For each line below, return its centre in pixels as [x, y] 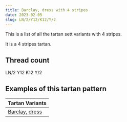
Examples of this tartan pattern [56, 88]
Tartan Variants [27, 103]
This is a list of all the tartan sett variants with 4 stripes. [63, 34]
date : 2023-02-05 [24, 15]
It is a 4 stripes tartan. [28, 44]
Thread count [27, 60]
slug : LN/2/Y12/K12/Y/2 [31, 19]
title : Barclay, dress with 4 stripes [47, 10]
